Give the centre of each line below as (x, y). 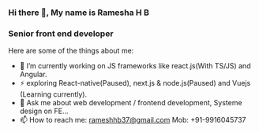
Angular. (33, 75)
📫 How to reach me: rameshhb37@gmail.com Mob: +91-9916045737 (133, 120)
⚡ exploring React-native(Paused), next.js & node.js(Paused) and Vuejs (135, 83)
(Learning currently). (53, 94)
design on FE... (44, 111)
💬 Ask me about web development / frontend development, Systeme (131, 103)
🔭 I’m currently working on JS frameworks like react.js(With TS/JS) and (135, 66)
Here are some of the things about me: (71, 51)
